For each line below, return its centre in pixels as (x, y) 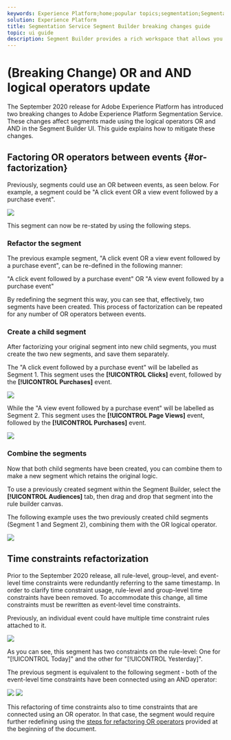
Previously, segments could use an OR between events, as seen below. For (113, 184)
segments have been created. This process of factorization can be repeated (115, 307)
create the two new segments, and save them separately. (88, 354)
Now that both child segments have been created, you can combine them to (114, 469)
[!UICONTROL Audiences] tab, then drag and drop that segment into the (110, 496)
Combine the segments (47, 453)
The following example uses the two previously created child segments (108, 517)
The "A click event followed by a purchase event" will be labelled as (103, 368)
